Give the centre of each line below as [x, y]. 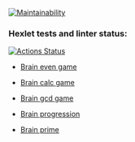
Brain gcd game [47, 98]
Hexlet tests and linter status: [68, 33]
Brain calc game [47, 83]
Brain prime [39, 130]
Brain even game [48, 67]
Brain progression [50, 114]
